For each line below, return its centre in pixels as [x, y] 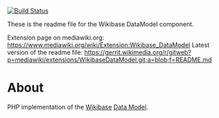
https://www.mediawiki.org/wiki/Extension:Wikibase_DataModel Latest [108, 45]
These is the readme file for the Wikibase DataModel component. [101, 24]
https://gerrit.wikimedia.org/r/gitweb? [138, 52]
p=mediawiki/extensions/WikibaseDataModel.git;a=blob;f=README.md [109, 60]
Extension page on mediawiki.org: [56, 37]
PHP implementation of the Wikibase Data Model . [78, 107]
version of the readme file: [45, 52]
